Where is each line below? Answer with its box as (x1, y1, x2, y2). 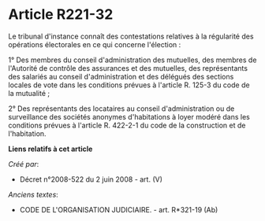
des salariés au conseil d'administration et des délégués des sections (8, 72, 234, 81)
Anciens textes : (8, 190, 59, 199)
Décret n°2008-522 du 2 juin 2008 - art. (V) (19, 175, 163, 184)
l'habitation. (8, 128, 47, 138)
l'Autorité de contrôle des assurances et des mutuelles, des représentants (8, 63, 248, 72)
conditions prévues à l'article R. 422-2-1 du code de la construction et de (8, 120, 246, 130)
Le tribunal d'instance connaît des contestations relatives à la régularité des (8, 31, 254, 41)
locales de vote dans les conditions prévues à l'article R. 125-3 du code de (8, 80, 250, 90)
